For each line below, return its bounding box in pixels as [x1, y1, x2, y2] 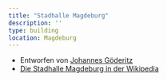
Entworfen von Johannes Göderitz [19, 56, 133, 65]
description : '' [8, 19, 62, 27]
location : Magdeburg [8, 33, 78, 42]
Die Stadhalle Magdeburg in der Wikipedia [19, 64, 160, 74]
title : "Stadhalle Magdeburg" [8, 11, 109, 20]
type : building [8, 26, 59, 34]
